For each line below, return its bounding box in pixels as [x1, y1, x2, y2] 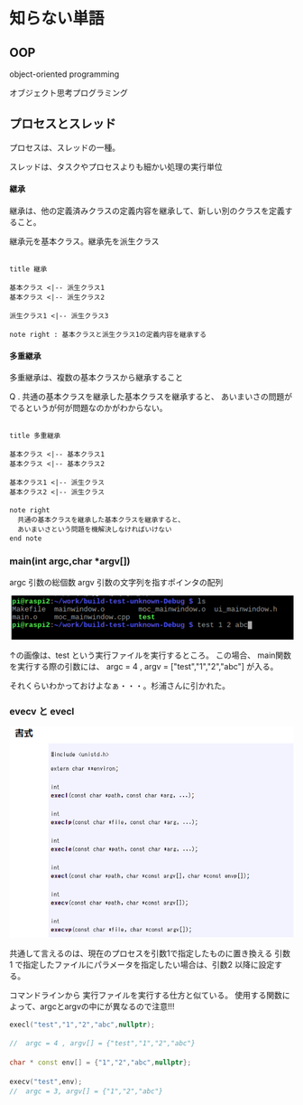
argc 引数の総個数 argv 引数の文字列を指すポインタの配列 [9, 576, 224, 587]
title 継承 [9, 265, 48, 274]
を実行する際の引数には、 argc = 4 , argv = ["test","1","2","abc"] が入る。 [9, 660, 279, 671]
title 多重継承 [9, 431, 61, 441]
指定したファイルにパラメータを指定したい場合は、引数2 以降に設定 [22, 959, 275, 969]
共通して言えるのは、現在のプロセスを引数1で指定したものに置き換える [9, 948, 273, 959]
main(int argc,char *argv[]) [9, 555, 131, 567]
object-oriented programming [9, 69, 120, 80]
